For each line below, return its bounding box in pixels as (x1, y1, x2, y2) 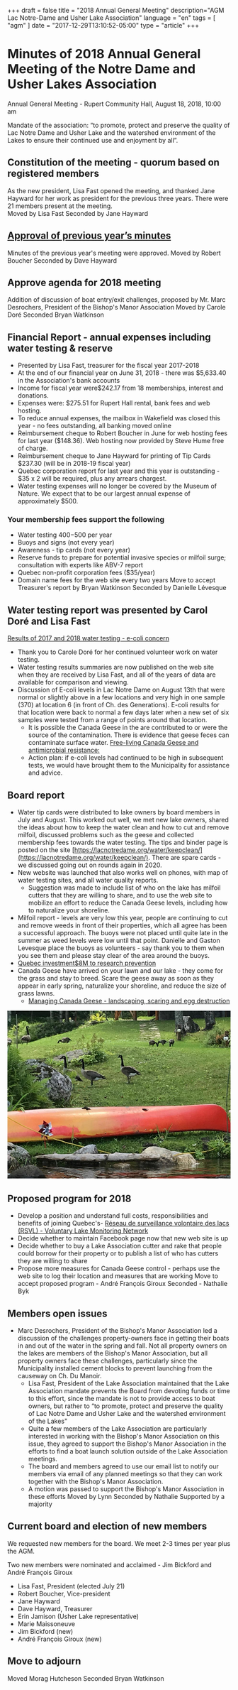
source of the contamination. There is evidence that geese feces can (28, 731, 229, 739)
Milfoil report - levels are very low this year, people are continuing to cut (17, 914, 228, 922)
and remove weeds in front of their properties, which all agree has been (17, 921, 227, 929)
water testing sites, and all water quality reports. (17, 876, 159, 885)
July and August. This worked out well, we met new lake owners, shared (17, 816, 229, 824)
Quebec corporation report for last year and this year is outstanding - (17, 467, 220, 475)
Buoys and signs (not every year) (17, 538, 115, 547)
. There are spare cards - (148, 854, 222, 862)
